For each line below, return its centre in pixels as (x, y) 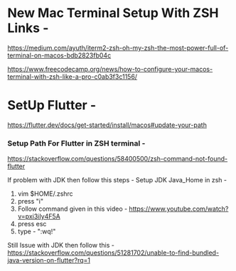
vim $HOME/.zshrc (45, 194)
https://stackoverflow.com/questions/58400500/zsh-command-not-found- (118, 159)
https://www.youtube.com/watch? (179, 209)
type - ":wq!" (37, 231)
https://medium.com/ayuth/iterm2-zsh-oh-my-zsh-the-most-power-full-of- (118, 48)
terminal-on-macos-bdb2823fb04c (59, 55)
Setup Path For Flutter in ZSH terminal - (76, 143)
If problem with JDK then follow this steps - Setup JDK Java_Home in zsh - (117, 180)
